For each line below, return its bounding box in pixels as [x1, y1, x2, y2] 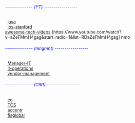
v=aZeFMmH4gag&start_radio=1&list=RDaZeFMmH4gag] [5, 34, 120, 40]
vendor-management [7, 71, 50, 77]
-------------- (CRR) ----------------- [5, 82, 80, 87]
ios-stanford [7, 24, 33, 30]
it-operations [7, 65, 34, 71]
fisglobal [7, 112, 25, 118]
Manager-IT [7, 61, 32, 66]
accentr [7, 107, 23, 113]
